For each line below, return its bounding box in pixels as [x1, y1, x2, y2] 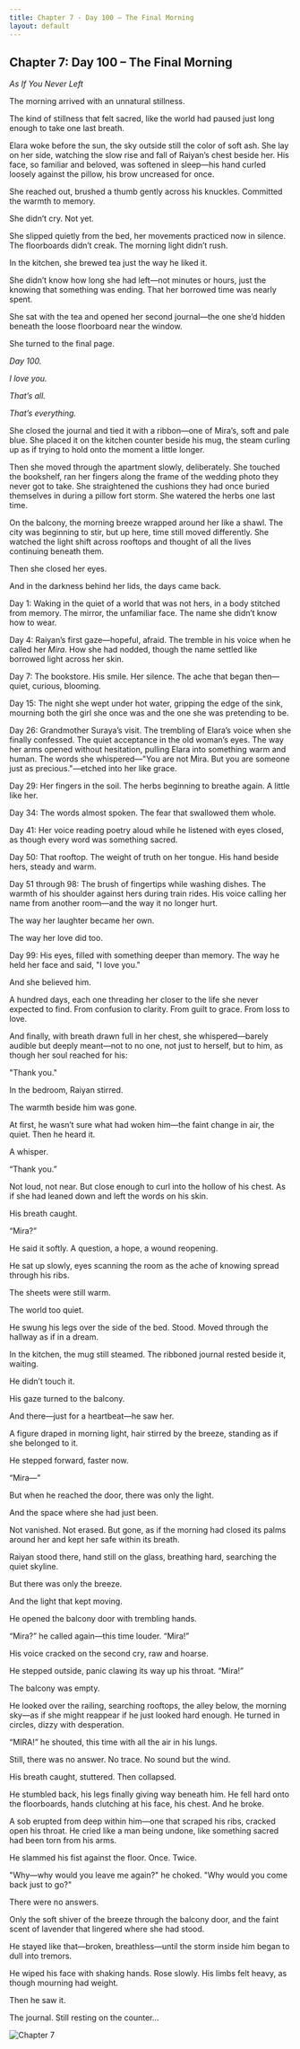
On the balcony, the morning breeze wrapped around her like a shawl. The [9, 517, 284, 528]
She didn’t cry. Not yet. [9, 213, 94, 224]
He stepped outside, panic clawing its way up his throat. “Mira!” [9, 1666, 244, 1676]
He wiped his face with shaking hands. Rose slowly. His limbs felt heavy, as [9, 1968, 287, 1979]
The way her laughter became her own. [9, 915, 155, 926]
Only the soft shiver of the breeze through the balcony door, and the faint [9, 1914, 279, 1925]
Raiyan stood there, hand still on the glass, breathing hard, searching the [9, 1552, 278, 1562]
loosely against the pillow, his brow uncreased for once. [9, 169, 215, 180]
